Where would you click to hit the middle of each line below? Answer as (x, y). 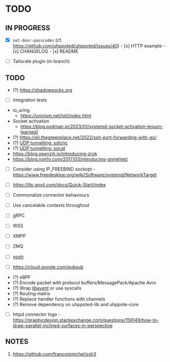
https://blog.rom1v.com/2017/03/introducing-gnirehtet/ (70, 159)
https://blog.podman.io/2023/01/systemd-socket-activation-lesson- (92, 126)
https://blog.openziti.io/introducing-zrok (55, 154)
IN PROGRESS (28, 28)
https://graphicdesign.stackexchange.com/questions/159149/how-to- (86, 320)
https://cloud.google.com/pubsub (48, 267)
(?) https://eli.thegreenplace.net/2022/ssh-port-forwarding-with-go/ (84, 137)
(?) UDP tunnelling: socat (39, 148)
